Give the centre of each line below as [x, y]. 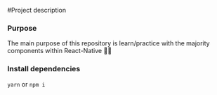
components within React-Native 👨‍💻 [60, 51]
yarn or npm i [26, 84]
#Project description [37, 10]
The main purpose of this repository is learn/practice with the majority [108, 43]
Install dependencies [44, 69]
